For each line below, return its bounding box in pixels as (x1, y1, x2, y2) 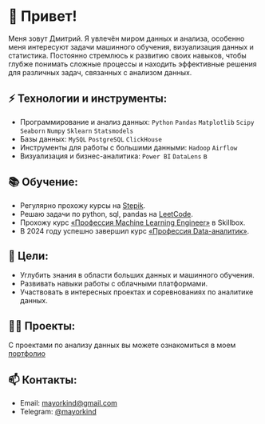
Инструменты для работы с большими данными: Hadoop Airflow (19, 142, 238, 152)
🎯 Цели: (8, 249, 49, 262)
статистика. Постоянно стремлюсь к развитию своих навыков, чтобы (8, 50, 247, 60)
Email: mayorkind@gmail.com (19, 398, 118, 407)
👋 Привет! (8, 7, 77, 26)
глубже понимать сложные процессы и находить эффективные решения (8, 59, 257, 69)
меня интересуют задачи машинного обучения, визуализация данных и (8, 42, 254, 51)
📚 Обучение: (8, 175, 78, 189)
